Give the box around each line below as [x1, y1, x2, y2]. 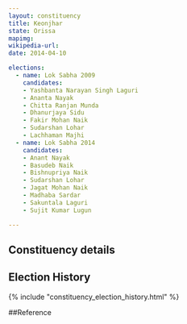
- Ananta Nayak [23, 93, 74, 102]
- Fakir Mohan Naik [23, 116, 89, 125]
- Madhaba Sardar [23, 191, 81, 199]
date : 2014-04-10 [8, 49, 67, 57]
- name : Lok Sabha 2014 [15, 139, 95, 147]
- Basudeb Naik [23, 161, 74, 169]
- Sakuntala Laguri [23, 198, 89, 206]
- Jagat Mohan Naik [23, 184, 89, 192]
